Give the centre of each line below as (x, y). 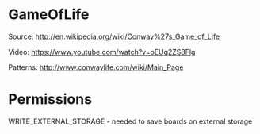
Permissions (50, 100)
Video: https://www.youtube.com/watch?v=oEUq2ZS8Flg (102, 52)
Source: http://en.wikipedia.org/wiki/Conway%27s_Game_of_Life (114, 36)
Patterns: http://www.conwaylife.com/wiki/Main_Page (96, 67)
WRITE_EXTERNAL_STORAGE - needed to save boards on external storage (130, 121)
